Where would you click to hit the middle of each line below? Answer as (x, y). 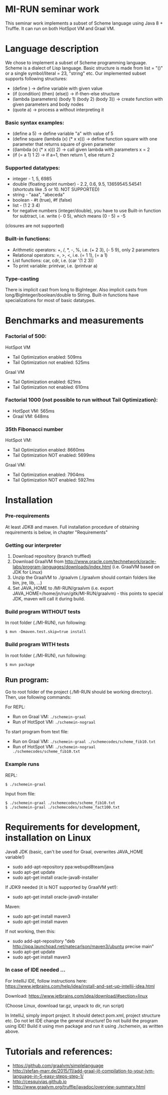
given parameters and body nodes (48, 104)
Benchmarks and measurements (74, 321)
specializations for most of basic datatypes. (50, 300)
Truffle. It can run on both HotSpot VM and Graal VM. (60, 28)
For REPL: (15, 707)
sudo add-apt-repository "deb (44, 941)
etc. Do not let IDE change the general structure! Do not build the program (81, 1021)
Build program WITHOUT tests (43, 611)
